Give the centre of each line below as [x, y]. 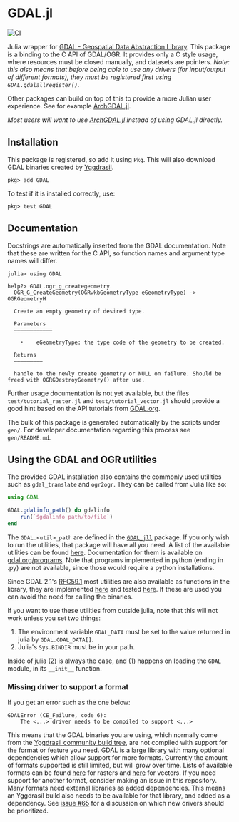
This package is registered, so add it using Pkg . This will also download [111, 159]
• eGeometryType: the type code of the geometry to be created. [122, 342]
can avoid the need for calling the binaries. [70, 597]
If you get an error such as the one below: [69, 702]
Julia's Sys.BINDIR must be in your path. [76, 646]
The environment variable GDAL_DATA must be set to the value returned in [124, 631]
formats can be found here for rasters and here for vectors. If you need [112, 773]
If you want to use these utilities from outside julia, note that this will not [113, 610]
